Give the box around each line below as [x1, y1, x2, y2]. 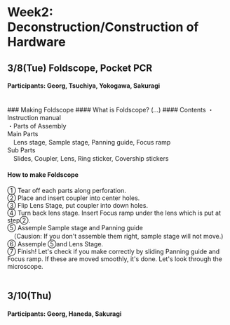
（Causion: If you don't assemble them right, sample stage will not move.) [13, 232, 224, 240]
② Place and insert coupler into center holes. [7, 194, 140, 202]
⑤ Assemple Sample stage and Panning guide [7, 223, 144, 232]
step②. [7, 215, 31, 225]
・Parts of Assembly [7, 121, 67, 130]
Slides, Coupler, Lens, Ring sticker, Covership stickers [13, 154, 169, 162]
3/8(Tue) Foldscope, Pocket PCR [7, 62, 153, 74]
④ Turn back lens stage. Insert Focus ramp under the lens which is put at [7, 208, 222, 217]
